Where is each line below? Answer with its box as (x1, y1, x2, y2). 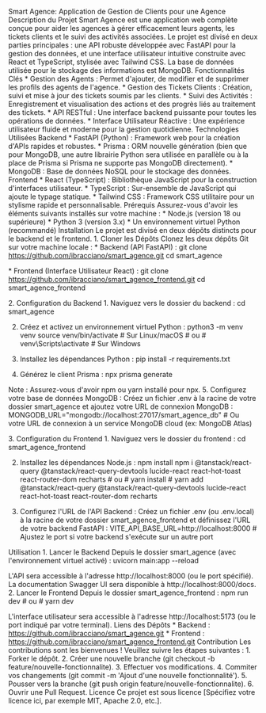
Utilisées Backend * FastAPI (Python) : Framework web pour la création (8, 133, 241, 142)
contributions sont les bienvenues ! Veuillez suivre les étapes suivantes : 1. (8, 646, 251, 654)
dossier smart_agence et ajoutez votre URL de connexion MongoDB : (8, 402, 234, 411)
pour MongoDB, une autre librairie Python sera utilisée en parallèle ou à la (8, 150, 249, 159)
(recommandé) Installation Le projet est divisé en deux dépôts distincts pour (8, 226, 257, 234)
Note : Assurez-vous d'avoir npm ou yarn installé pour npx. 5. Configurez (8, 385, 247, 395)
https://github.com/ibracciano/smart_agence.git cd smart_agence (8, 251, 223, 260)
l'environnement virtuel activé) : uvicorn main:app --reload (8, 556, 199, 565)
